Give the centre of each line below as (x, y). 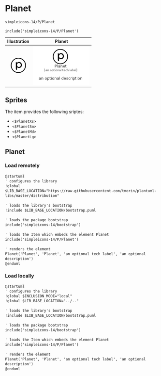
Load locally (20, 276)
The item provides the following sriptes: (44, 112)
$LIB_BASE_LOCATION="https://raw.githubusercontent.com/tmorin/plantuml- (81, 191)
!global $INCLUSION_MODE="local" (39, 296)
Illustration (18, 41)
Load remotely (22, 165)
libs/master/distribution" (32, 196)
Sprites (16, 100)
